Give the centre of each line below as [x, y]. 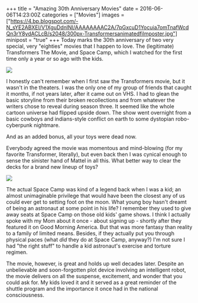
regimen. [17, 252]
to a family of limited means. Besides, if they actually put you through [90, 233]
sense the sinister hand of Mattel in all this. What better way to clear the [94, 161]
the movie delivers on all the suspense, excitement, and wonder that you [94, 276]
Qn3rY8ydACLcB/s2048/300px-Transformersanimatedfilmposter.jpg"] [92, 34]
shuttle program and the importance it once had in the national [82, 289]
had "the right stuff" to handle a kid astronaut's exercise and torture [89, 246]
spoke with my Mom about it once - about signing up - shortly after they [94, 221]
